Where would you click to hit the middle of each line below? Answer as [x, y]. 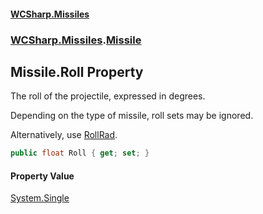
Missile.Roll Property [77, 71]
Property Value [42, 176]
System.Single [40, 198]
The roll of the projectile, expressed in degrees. [108, 96]
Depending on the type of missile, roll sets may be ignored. [132, 116]
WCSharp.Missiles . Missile [76, 40]
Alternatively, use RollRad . [64, 135]
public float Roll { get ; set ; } [80, 153]
